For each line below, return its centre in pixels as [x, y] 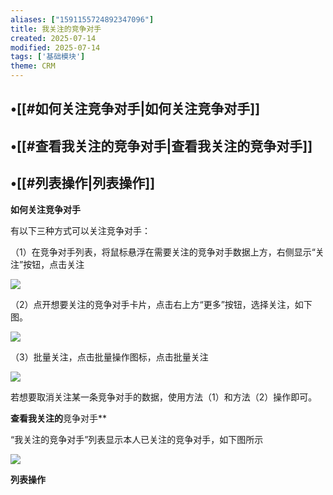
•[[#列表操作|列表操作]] [83, 183]
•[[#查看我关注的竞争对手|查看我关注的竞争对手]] [161, 146]
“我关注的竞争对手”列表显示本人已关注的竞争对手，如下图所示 [137, 439]
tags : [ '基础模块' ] [48, 57]
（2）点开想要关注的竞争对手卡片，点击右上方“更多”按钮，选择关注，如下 [161, 304]
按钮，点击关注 [54, 264]
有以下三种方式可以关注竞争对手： [80, 230]
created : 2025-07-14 [53, 38]
